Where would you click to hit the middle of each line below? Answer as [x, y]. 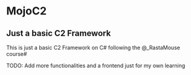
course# [17, 54]
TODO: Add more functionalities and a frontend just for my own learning [96, 65]
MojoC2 [27, 11]
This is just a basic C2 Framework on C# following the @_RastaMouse [93, 47]
